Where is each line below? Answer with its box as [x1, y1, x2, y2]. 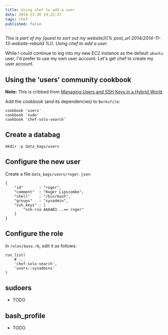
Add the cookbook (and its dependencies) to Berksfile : [5, 98, 120, 104]
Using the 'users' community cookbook [5, 75, 131, 84]
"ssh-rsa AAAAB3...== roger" [23, 207, 84, 212]
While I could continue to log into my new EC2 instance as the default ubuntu [5, 50, 163, 56]
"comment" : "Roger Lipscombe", [14, 189, 84, 194]
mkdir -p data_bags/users [5, 144, 59, 149]
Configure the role [5, 230, 64, 238]
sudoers [5, 283, 32, 292]
